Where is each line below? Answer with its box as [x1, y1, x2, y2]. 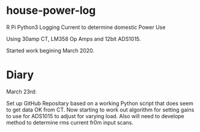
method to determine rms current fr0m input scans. [6, 119, 134, 126]
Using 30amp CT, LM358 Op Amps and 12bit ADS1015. [6, 35, 141, 42]
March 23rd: [6, 88, 37, 95]
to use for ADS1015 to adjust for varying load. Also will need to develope [6, 112, 184, 119]
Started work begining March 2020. [6, 46, 95, 54]
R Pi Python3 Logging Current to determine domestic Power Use [6, 24, 166, 31]
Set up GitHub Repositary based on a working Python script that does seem [6, 99, 193, 107]
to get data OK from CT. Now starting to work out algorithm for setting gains [6, 106, 195, 113]
